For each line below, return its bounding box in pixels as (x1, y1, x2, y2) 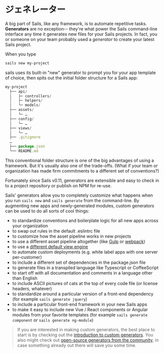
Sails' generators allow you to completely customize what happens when (5, 192, 153, 198)
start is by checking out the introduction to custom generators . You (17, 332, 154, 338)
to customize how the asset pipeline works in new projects (12, 233, 131, 239)
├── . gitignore (9, 135, 41, 140)
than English (12, 275, 38, 281)
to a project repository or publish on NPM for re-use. (5, 182, 112, 188)
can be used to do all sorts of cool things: (5, 208, 90, 214)
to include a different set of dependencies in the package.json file (12, 259, 146, 265)
